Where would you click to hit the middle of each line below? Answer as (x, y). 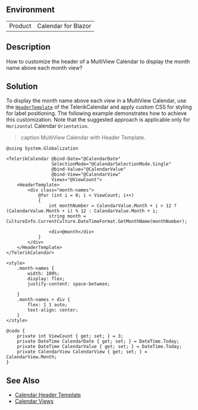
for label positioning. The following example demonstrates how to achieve (97, 113)
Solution (22, 87)
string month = (67, 216)
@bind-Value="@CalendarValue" (89, 169)
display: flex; (46, 279)
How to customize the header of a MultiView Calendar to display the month (98, 61)
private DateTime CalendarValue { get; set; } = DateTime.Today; (100, 347)
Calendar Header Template (48, 395)
